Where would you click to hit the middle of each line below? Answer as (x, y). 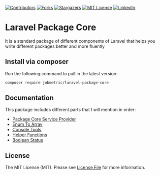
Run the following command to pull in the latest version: (61, 73)
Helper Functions (30, 135)
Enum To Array (27, 124)
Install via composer (37, 62)
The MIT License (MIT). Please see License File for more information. (75, 168)
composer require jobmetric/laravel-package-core (57, 83)
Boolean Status (28, 140)
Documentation (30, 98)
